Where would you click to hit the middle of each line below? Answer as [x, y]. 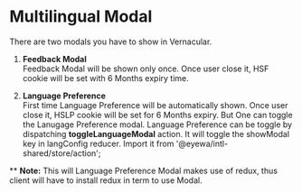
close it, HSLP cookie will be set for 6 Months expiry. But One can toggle [157, 115]
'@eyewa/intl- [202, 143]
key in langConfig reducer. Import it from [98, 143]
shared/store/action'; [61, 153]
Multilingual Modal [81, 17]
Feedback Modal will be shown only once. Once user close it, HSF [146, 69]
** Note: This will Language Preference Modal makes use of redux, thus [144, 170]
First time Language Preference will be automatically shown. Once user [155, 105]
